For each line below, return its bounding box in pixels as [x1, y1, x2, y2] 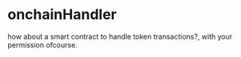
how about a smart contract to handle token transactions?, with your [7, 32, 233, 41]
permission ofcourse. [7, 40, 78, 49]
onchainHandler [7, 6, 117, 24]
